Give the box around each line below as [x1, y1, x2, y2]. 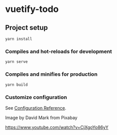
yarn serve [5, 59, 28, 64]
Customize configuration [5, 94, 67, 101]
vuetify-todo [5, 3, 59, 15]
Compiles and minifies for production [5, 71, 97, 78]
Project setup [5, 23, 48, 32]
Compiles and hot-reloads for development [5, 48, 112, 55]
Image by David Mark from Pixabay [5, 115, 77, 121]
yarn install [5, 36, 32, 41]
